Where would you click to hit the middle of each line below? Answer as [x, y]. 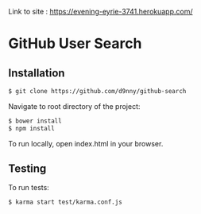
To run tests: [29, 188]
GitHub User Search [75, 44]
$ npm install [32, 128]
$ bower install [35, 121]
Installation [37, 73]
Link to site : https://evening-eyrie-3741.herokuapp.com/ [100, 12]
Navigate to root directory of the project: [74, 106]
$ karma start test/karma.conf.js [66, 202]
